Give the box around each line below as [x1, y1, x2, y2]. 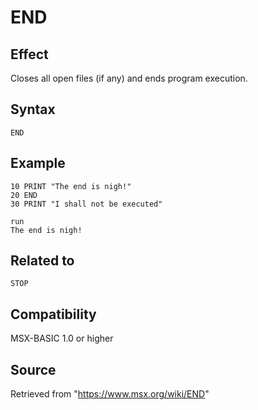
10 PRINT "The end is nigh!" [10, 181, 132, 191]
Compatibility [10, 306, 97, 323]
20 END [10, 190, 38, 200]
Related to [10, 252, 75, 270]
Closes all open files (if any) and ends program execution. [10, 72, 248, 84]
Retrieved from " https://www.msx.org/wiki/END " [10, 388, 210, 400]
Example [10, 155, 66, 172]
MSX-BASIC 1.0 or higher [10, 332, 114, 345]
